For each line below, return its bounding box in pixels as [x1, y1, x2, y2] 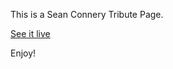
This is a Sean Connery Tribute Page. [10, 9, 164, 20]
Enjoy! [10, 47, 37, 59]
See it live [10, 28, 51, 39]
